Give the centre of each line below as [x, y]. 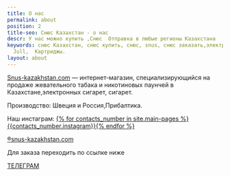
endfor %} [120, 126]
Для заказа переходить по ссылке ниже [66, 152]
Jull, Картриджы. [40, 52]
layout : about [27, 58]
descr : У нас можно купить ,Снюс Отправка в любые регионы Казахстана [111, 39]
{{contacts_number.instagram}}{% [56, 126]
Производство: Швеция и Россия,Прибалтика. [75, 105]
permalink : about [32, 20]
